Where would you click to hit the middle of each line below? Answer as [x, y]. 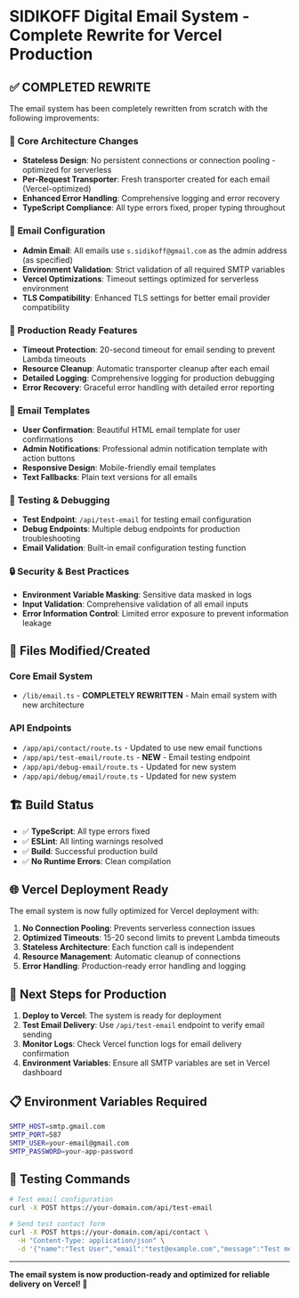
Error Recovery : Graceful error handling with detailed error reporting [148, 387]
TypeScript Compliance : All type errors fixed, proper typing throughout [154, 208]
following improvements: [54, 118]
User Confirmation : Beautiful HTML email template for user [131, 430]
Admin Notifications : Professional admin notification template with [145, 449]
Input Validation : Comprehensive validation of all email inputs [135, 604]
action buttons [48, 458]
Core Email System [51, 676]
